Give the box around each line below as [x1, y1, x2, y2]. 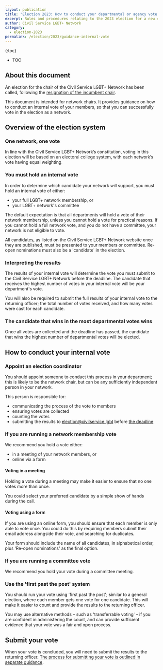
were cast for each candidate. [5, 306, 65, 311]
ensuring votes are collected [12, 408, 69, 414]
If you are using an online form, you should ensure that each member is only [5, 520, 158, 526]
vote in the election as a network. [5, 109, 72, 115]
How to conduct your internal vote [5, 348, 111, 356]
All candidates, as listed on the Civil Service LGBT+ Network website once [5, 237, 153, 243]
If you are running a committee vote [5, 557, 91, 564]
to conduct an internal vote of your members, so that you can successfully [5, 104, 154, 110]
